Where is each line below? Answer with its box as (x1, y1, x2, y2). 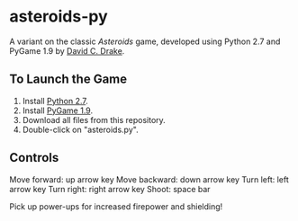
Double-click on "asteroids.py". (22, 124, 139, 135)
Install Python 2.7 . (22, 95, 88, 106)
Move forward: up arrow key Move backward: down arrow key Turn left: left (9, 173, 290, 185)
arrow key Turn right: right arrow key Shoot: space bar (9, 183, 211, 194)
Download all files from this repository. (22, 114, 167, 125)
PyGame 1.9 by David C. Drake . (9, 45, 125, 56)
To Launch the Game (9, 72, 128, 87)
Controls (9, 150, 59, 165)
